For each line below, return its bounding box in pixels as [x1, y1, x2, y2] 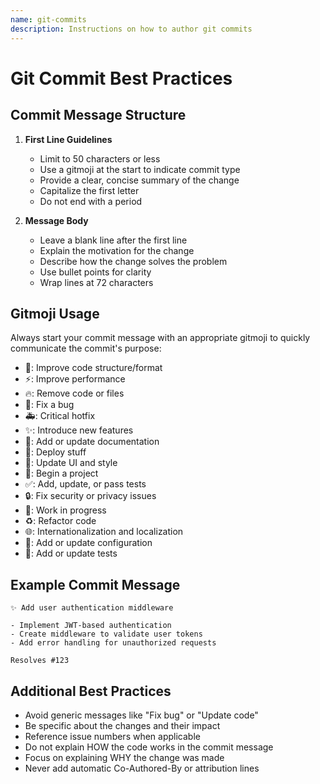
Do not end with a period [39, 195, 143, 207]
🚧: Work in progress [24, 504, 107, 516]
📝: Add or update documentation [24, 436, 160, 448]
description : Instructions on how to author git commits [10, 24, 253, 34]
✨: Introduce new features [24, 424, 134, 436]
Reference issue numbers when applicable [24, 730, 201, 742]
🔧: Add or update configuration [24, 537, 153, 549]
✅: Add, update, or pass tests [24, 478, 147, 490]
